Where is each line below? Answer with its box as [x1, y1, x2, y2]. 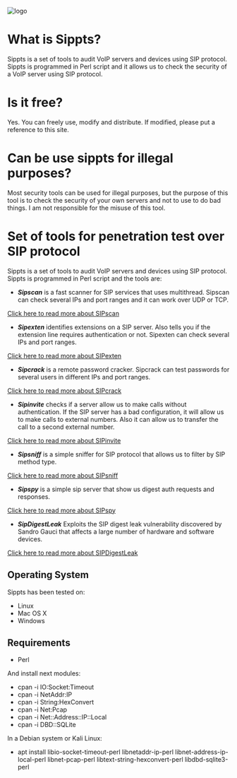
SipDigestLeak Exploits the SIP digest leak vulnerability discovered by [17, 519, 222, 528]
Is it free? [7, 95, 63, 111]
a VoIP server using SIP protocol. [7, 69, 103, 78]
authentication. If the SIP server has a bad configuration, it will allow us [17, 407, 224, 416]
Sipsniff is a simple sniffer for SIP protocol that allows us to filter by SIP [17, 449, 226, 459]
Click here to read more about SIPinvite [7, 436, 121, 444]
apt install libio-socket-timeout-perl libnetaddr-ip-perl [17, 748, 174, 756]
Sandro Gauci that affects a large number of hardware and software [17, 527, 214, 536]
